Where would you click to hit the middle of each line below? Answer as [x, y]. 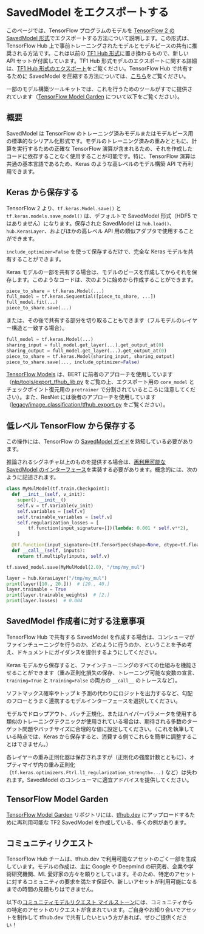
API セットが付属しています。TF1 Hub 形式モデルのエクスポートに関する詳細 [102, 61]
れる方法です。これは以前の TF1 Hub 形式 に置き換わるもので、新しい [103, 53]
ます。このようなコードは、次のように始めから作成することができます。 [107, 280]
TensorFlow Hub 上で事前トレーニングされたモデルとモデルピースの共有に [99, 46]
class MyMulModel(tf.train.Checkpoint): [58, 489]
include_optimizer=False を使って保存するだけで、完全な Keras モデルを [97, 251]
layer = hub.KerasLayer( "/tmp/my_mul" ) [57, 578]
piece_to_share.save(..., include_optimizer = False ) [73, 362]
